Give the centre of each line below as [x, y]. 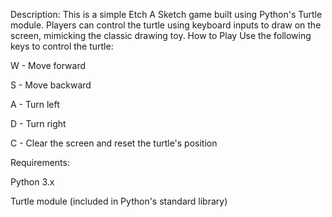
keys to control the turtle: [62, 46]
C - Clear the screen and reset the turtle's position [114, 143]
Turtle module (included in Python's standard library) [119, 201]
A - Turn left [35, 104]
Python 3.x [32, 182]
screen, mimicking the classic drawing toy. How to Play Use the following [161, 35]
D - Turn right [38, 123]
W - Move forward [48, 65]
